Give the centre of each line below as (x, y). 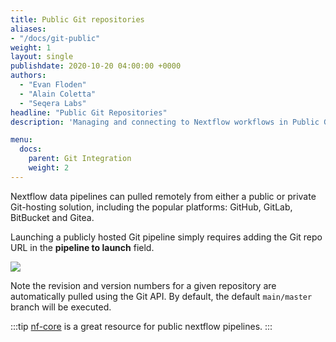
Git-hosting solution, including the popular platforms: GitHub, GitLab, (151, 207)
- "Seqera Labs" (53, 103)
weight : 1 (31, 47)
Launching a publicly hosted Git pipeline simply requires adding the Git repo (166, 237)
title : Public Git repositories (77, 19)
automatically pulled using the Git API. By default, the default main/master (161, 296)
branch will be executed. (61, 307)
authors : (28, 76)
